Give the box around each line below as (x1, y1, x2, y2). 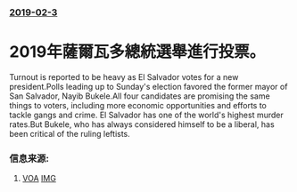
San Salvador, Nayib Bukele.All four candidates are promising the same (9, 91, 270, 101)
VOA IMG (21, 173, 56, 184)
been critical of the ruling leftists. (9, 128, 131, 139)
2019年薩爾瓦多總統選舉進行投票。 (9, 42, 266, 62)
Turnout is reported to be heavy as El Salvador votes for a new (9, 71, 239, 82)
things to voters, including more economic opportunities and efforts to (9, 100, 268, 110)
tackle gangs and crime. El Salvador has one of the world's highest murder (9, 109, 284, 120)
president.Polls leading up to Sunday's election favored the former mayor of (9, 81, 288, 92)
